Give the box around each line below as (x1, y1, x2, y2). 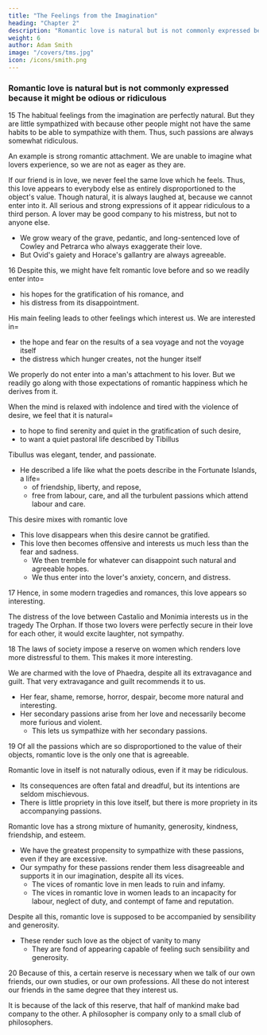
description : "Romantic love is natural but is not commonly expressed (8, 26, 250, 34)
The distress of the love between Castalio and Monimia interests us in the (8, 612, 249, 622)
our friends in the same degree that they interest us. (8, 986, 179, 995)
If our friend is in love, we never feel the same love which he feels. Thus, (8, 175, 246, 185)
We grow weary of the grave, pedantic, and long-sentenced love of (19, 233, 240, 243)
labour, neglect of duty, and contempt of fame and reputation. (31, 896, 234, 906)
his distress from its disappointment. (19, 298, 139, 308)
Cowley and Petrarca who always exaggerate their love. (19, 242, 203, 251)
